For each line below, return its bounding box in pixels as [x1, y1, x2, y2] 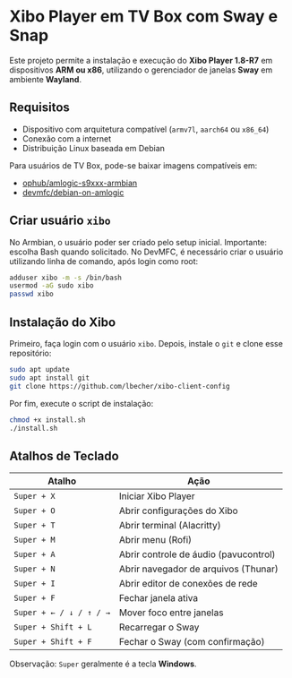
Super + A [13, 549, 56, 560]
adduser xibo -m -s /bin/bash [9, 273, 123, 282]
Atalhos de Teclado [9, 448, 119, 463]
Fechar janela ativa [118, 592, 199, 605]
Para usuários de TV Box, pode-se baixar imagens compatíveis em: [9, 159, 258, 171]
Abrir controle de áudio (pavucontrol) [118, 548, 276, 561]
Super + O [13, 506, 56, 516]
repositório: [9, 348, 52, 358]
